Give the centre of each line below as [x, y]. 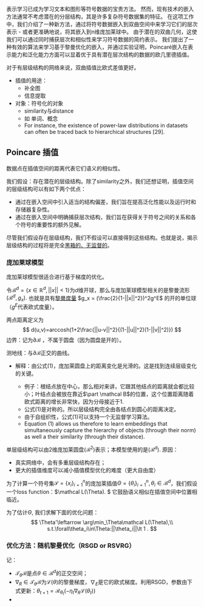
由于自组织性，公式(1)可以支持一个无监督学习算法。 [88, 416]
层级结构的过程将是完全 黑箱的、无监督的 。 [59, 245]
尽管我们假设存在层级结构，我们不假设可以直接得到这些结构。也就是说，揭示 [102, 237]
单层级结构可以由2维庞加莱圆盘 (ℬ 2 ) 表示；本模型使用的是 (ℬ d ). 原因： [92, 449]
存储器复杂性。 [34, 209]
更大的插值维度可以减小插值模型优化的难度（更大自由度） [87, 470]
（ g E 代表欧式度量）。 [32, 306]
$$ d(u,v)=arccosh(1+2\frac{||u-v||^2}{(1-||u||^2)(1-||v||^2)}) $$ [102, 329]
